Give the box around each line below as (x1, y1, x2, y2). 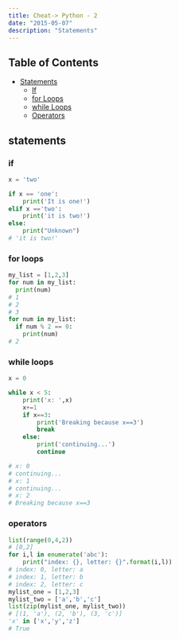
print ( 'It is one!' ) (22, 197, 91, 205)
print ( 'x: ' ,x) (22, 396, 73, 404)
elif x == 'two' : (8, 204, 62, 213)
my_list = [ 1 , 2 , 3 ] (8, 271, 69, 279)
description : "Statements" (8, 26, 98, 34)
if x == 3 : (22, 411, 52, 419)
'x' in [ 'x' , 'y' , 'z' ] (8, 618, 80, 625)
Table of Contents (8, 56, 99, 69)
